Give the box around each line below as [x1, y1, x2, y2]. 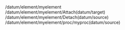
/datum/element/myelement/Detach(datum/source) [5, 15, 109, 20]
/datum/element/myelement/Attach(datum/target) [5, 9, 106, 15]
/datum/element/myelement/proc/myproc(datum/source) [5, 19, 121, 25]
